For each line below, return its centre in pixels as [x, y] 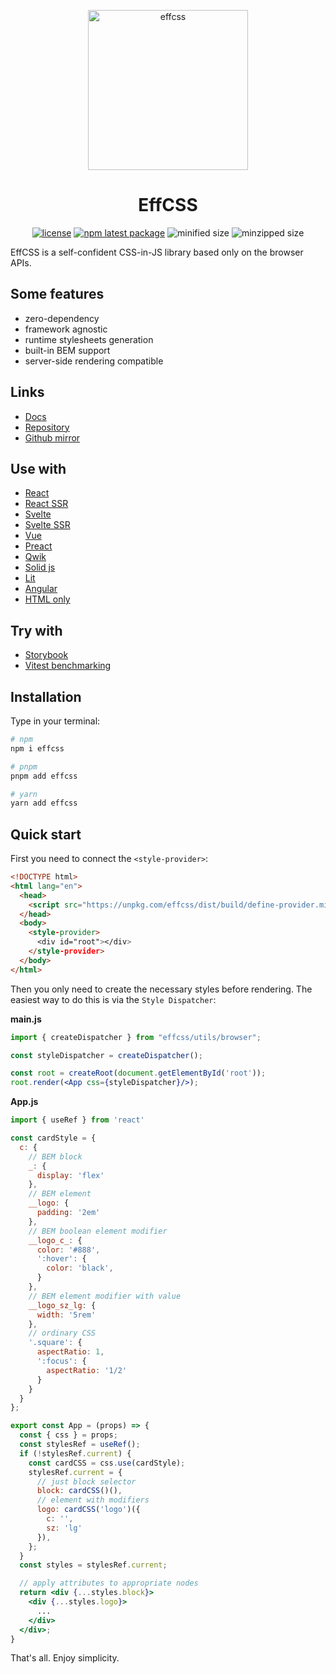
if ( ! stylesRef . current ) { [75, 1453]
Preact [38, 546]
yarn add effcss [44, 803]
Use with [38, 468]
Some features [57, 294]
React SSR [46, 504]
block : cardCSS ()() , [79, 1491]
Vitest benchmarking [68, 666]
